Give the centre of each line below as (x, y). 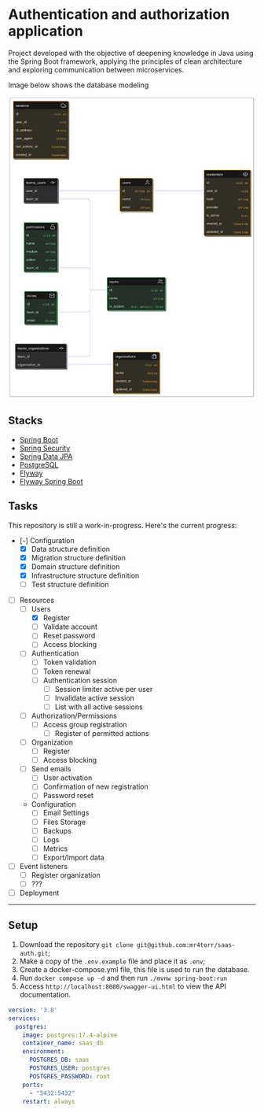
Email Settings (66, 813)
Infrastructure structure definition (85, 575)
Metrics (55, 849)
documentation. (45, 994)
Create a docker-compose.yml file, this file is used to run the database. (134, 969)
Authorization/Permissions (74, 715)
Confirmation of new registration (96, 787)
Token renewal (67, 671)
